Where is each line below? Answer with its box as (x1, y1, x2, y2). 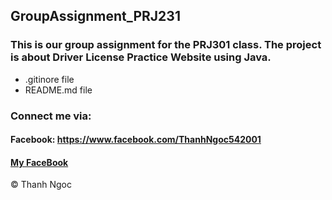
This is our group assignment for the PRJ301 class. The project (10, 38, 322, 52)
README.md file (24, 84, 93, 96)
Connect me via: (10, 109, 92, 123)
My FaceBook (10, 156, 69, 168)
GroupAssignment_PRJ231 (10, 8, 181, 25)
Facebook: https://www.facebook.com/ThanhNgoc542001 (10, 134, 262, 146)
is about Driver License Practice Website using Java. (10, 50, 272, 64)
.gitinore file (24, 73, 75, 85)
